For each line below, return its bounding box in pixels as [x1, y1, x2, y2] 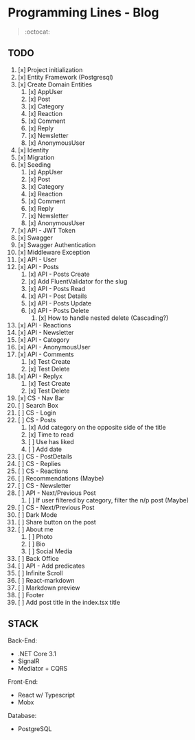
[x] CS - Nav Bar [17, 393, 65, 402]
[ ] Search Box [17, 401, 59, 409]
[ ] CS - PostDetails [17, 452, 73, 461]
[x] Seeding [17, 160, 51, 169]
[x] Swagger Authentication [17, 240, 96, 248]
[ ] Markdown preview [17, 583, 80, 592]
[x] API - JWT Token [17, 226, 76, 234]
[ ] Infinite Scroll [17, 568, 63, 577]
